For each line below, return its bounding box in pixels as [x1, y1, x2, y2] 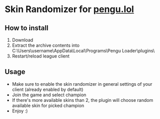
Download [12, 37, 34, 43]
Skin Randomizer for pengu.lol [5, 4, 134, 15]
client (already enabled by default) [12, 86, 84, 92]
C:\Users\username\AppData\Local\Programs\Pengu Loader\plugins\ [12, 48, 155, 53]
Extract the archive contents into [12, 42, 80, 48]
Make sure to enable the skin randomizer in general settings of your [12, 81, 152, 87]
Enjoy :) [12, 107, 28, 114]
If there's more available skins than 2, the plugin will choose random [12, 97, 153, 103]
